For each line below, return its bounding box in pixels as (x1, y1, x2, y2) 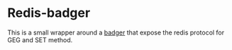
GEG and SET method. (7, 35, 73, 44)
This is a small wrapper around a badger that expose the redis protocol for (7, 28, 225, 37)
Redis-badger (7, 5, 91, 21)
